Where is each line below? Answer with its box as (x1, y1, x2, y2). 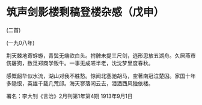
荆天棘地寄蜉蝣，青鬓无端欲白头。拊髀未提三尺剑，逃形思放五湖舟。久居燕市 (6, 52, 196, 59)
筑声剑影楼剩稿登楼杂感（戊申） (6, 5, 165, 19)
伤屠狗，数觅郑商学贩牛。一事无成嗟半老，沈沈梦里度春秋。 (6, 59, 154, 67)
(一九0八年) (6, 39, 35, 46)
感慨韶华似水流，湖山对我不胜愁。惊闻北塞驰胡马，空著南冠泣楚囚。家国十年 (6, 72, 196, 79)
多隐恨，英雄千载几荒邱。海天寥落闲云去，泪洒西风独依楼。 (6, 79, 154, 87)
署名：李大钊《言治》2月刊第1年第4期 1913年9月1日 (6, 92, 133, 100)
